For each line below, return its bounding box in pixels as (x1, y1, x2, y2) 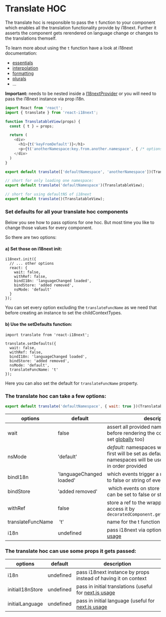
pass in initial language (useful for (76, 597, 155, 604)
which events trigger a (107, 470, 159, 477)
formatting (12, 70, 34, 76)
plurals (12, 76, 26, 81)
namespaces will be (107, 456, 153, 463)
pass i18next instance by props (76, 569, 150, 576)
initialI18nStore (7, 586, 43, 593)
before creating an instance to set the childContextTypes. (5, 310, 122, 316)
